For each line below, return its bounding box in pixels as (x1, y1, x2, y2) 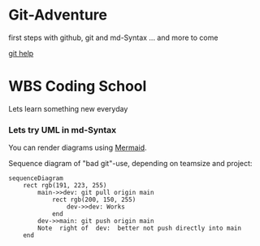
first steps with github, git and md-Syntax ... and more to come (8, 33, 219, 42)
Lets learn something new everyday (8, 103, 128, 113)
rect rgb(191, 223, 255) (23, 182, 107, 190)
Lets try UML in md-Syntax (8, 124, 117, 135)
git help (8, 48, 34, 58)
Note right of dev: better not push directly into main (37, 224, 242, 233)
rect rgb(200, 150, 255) (51, 195, 136, 204)
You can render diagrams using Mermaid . (8, 143, 148, 152)
